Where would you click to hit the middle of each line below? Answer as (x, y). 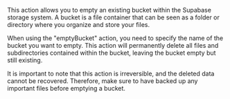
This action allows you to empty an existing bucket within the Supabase (109, 10)
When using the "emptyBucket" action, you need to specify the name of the (115, 38)
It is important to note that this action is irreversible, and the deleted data (111, 73)
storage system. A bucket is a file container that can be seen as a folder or (113, 17)
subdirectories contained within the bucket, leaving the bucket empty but (112, 53)
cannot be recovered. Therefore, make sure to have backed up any (103, 81)
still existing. (25, 60)
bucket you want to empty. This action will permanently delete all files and (113, 45)
